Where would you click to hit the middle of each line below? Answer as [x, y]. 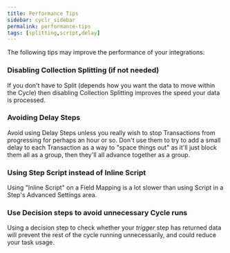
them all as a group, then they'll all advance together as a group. [99, 154]
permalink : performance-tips [49, 26]
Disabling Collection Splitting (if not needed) [83, 70]
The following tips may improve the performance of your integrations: [106, 52]
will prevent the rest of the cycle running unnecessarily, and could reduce [112, 235]
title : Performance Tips [43, 13]
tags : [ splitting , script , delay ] [54, 33]
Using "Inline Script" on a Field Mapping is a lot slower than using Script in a [115, 188]
